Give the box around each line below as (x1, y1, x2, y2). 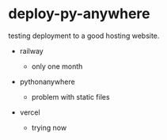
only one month (31, 61, 83, 71)
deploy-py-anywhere (8, 5, 150, 23)
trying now (31, 123, 67, 132)
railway (19, 46, 44, 55)
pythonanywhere (19, 77, 75, 86)
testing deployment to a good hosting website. (8, 31, 160, 40)
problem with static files (31, 92, 110, 101)
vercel (19, 108, 41, 117)
